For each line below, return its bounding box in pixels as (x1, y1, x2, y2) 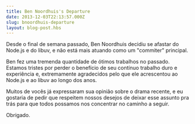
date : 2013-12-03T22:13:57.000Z (6, 14, 85, 20)
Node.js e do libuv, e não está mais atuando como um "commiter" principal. (6, 47, 189, 54)
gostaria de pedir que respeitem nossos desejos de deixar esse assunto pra (6, 94, 189, 101)
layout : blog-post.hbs (6, 24, 61, 31)
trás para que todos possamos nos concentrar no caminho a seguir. (6, 100, 170, 108)
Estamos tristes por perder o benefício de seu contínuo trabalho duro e (6, 65, 177, 72)
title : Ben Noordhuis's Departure (6, 8, 91, 15)
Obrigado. (6, 112, 30, 119)
